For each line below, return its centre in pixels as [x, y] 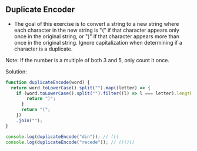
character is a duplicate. [43, 49]
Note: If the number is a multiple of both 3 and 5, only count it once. [88, 60]
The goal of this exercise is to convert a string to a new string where [96, 24]
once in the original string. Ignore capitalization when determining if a [98, 42]
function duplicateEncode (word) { [48, 82]
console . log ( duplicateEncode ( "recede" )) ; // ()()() [70, 142]
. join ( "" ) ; [29, 120]
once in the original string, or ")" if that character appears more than [97, 36]
